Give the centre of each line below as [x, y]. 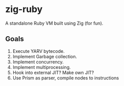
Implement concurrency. [38, 62]
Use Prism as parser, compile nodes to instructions [66, 78]
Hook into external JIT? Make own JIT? [53, 72]
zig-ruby [24, 9]
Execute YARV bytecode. [38, 51]
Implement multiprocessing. [42, 67]
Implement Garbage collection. [45, 56]
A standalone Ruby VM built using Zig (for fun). [54, 23]
